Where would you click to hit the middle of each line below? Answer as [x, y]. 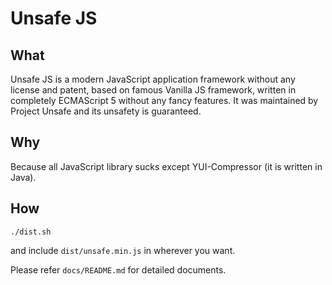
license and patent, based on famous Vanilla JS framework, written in [153, 90]
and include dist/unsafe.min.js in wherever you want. [123, 250]
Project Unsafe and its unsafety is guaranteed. [106, 111]
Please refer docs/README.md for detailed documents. [118, 269]
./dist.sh [31, 232]
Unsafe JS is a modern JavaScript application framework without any [153, 79]
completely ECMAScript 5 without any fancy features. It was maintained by [164, 100]
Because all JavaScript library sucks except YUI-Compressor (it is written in [166, 166]
